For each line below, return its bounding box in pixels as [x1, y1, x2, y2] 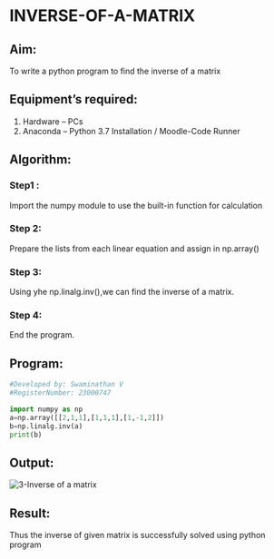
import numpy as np [9, 405, 83, 414]
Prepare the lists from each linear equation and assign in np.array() [9, 242, 260, 254]
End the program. [9, 329, 75, 340]
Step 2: [9, 222, 43, 235]
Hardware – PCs [22, 115, 83, 127]
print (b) [9, 430, 43, 439]
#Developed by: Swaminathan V [9, 380, 124, 389]
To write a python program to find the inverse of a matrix [9, 65, 221, 76]
